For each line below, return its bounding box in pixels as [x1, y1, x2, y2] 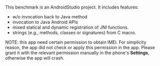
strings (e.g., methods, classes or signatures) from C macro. [12, 30, 136, 35]
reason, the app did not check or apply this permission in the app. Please [5, 45, 156, 50]
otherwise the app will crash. [5, 55, 65, 61]
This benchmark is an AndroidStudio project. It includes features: [5, 4, 139, 10]
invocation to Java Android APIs [12, 19, 78, 25]
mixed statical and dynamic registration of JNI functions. [12, 24, 129, 30]
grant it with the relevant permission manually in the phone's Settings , [5, 50, 150, 56]
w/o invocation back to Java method [12, 14, 88, 19]
